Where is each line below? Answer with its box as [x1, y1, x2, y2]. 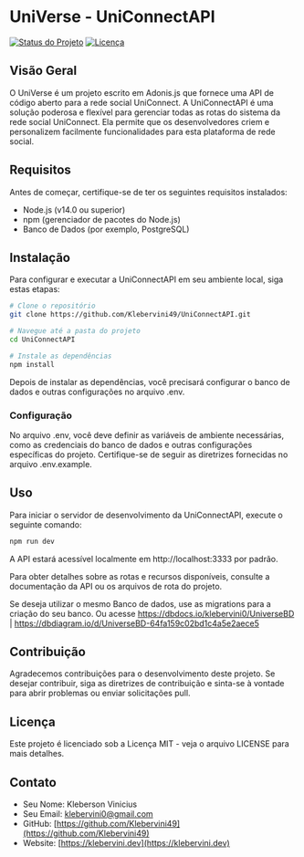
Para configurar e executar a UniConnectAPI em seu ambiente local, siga [9, 274, 284, 285]
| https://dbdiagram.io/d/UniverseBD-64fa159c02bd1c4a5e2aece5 [9, 618, 260, 629]
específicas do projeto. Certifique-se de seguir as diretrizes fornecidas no [9, 449, 288, 460]
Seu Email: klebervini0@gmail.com [22, 809, 153, 820]
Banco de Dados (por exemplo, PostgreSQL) [22, 224, 190, 235]
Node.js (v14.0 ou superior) [22, 204, 126, 215]
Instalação [9, 249, 71, 266]
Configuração [9, 409, 73, 422]
